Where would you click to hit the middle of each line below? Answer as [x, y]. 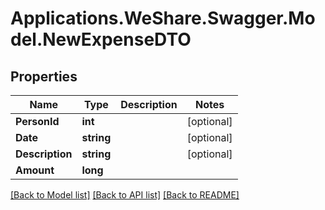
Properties [44, 76]
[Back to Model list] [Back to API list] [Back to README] [125, 195]
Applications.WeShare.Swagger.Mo [163, 18]
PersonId [37, 121]
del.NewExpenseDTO [101, 39]
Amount [35, 170]
